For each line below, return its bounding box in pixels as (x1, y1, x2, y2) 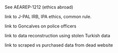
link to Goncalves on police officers (4, 23, 77, 29)
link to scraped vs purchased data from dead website (4, 42, 113, 48)
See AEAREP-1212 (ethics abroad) (4, 4, 74, 10)
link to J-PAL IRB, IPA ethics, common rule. (4, 14, 92, 19)
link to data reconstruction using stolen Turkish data (4, 33, 111, 38)
